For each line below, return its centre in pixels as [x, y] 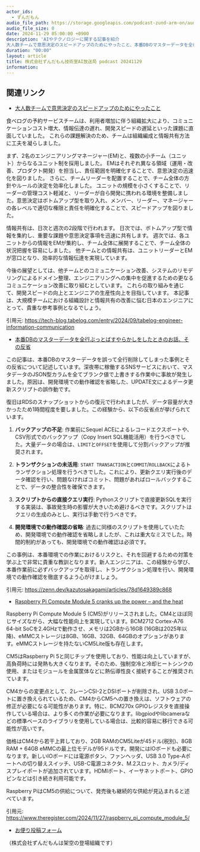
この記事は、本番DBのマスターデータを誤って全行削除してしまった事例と [96, 360]
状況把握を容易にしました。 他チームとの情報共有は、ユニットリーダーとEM [99, 250]
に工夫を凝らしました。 [35, 143]
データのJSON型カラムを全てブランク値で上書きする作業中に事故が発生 [99, 374]
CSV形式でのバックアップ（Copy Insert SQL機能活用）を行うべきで [98, 437]
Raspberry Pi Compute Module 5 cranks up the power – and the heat [99, 602]
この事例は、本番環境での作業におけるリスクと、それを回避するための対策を [100, 555]
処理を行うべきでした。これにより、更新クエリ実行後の [119, 472]
